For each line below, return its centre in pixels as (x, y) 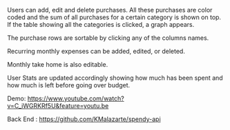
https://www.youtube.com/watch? (76, 98)
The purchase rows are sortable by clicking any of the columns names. (108, 38)
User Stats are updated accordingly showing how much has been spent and (115, 78)
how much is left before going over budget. (69, 85)
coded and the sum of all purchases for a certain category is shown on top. (114, 17)
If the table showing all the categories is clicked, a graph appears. (101, 24)
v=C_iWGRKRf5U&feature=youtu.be (58, 106)
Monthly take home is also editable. (58, 64)
